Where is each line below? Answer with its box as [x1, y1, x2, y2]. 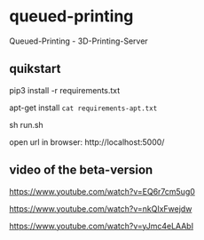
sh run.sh [9, 119, 44, 130]
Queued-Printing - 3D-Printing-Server [9, 36, 148, 46]
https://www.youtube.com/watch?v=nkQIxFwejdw [9, 203, 192, 214]
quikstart [9, 61, 61, 76]
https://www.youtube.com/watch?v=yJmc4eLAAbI [9, 220, 193, 231]
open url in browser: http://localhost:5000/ [9, 136, 165, 148]
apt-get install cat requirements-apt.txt [9, 102, 158, 113]
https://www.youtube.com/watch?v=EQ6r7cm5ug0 [9, 186, 195, 196]
